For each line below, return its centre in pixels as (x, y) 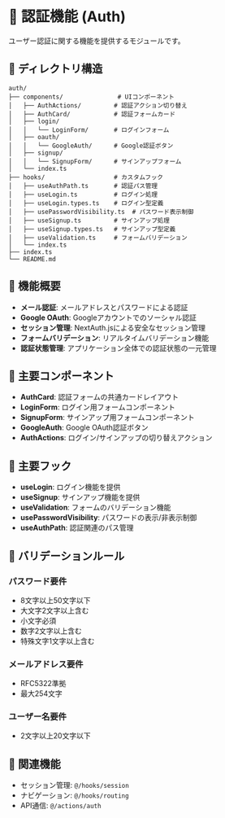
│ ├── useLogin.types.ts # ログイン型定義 (86, 203)
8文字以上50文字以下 (55, 600)
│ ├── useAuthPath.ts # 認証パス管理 (83, 186)
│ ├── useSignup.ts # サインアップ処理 (89, 221)
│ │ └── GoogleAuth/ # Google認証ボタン (91, 146)
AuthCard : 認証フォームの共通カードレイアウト (100, 397)
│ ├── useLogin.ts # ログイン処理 (83, 195)
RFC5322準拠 (43, 684)
